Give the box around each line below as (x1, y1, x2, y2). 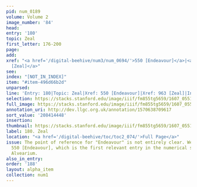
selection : (6, 96, 33, 101)
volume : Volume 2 (6, 14, 49, 20)
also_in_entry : (6, 156, 43, 162)
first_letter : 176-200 (6, 42, 62, 47)
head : (6, 25, 19, 31)
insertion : (6, 118, 33, 124)
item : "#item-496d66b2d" (6, 80, 67, 86)
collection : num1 (6, 172, 49, 178)
